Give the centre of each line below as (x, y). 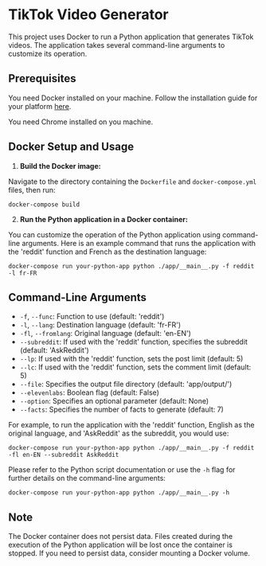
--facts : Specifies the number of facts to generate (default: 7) (122, 410)
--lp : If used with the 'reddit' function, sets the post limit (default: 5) (131, 359)
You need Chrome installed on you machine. (81, 122)
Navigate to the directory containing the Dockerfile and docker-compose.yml (133, 182)
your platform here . (40, 106)
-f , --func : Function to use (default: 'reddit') (92, 317)
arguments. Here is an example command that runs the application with (139, 243)
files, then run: (32, 189)
